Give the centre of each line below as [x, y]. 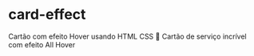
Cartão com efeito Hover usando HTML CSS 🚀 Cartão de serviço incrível [127, 36]
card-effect [47, 15]
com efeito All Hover [42, 44]
